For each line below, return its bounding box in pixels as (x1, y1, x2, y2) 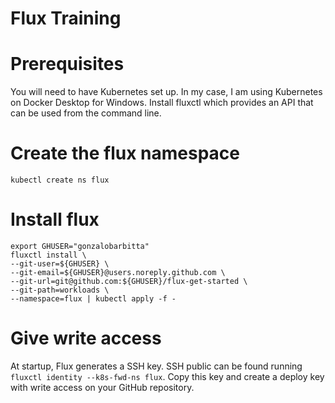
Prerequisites (10, 53, 125, 76)
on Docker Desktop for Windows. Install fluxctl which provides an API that (10, 97, 314, 109)
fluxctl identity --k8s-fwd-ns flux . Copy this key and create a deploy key (10, 370, 325, 382)
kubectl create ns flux (10, 175, 110, 186)
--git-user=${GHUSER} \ (10, 259, 110, 269)
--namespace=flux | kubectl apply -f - (10, 294, 177, 304)
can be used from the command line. (10, 107, 162, 119)
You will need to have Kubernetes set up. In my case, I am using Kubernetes (10, 86, 323, 98)
